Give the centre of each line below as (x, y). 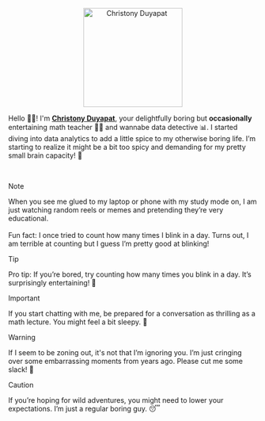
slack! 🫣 (21, 369)
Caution (21, 385)
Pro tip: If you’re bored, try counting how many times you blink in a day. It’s (130, 274)
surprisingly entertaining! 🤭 (52, 283)
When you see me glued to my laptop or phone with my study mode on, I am (132, 201)
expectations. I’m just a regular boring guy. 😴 (84, 409)
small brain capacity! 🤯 (45, 155)
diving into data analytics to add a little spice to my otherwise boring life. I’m (132, 138)
